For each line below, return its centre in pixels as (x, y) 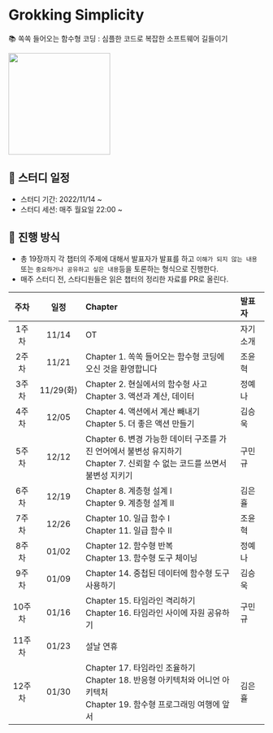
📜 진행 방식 (35, 238)
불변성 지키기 (109, 475)
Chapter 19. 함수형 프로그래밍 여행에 (153, 704)
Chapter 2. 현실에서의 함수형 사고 (146, 384)
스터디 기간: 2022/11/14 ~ (61, 199)
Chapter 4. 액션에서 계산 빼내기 (143, 411)
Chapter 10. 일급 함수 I (128, 518)
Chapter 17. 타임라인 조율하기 (140, 667)
